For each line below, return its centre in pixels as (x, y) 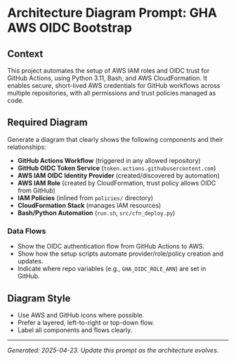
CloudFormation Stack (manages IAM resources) (89, 205)
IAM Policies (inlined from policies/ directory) (85, 197)
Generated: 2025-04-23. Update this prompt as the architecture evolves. (113, 350)
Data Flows (27, 231)
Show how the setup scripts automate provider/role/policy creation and (120, 254)
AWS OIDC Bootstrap (70, 28)
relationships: (27, 147)
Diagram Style (39, 298)
